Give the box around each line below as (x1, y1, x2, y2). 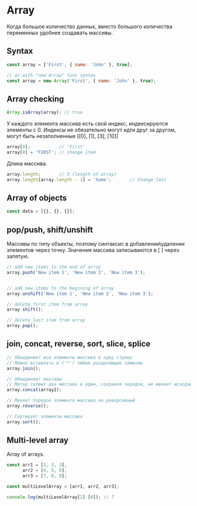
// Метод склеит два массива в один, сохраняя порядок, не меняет (6, 382, 172, 388)
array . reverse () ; (6, 403, 49, 409)
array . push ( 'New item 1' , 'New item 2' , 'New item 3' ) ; (6, 269, 146, 276)
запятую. (6, 253, 30, 260)
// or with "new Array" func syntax (6, 72, 96, 78)
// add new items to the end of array (6, 264, 101, 270)
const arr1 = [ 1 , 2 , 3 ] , (6, 462, 67, 468)
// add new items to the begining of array (6, 285, 115, 291)
